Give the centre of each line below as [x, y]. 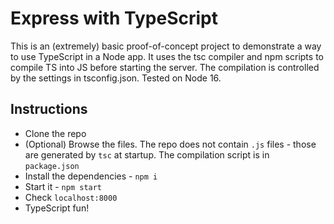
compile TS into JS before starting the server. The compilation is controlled [165, 67]
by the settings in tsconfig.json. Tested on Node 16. [116, 78]
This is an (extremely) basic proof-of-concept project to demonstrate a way [166, 46]
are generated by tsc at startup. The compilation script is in [147, 154]
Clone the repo [55, 133]
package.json [52, 166]
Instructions [49, 109]
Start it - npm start [63, 186]
